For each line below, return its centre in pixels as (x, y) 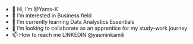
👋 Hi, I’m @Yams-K (35, 9)
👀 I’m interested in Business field (52, 15)
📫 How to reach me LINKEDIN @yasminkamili (68, 35)
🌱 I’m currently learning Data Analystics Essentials (73, 22)
